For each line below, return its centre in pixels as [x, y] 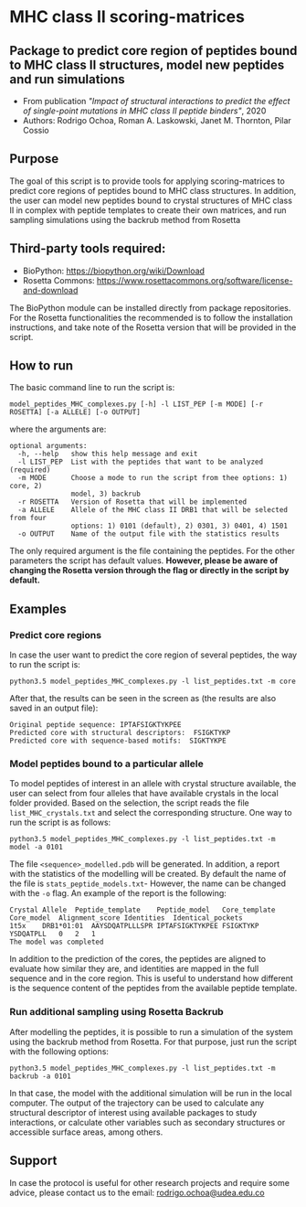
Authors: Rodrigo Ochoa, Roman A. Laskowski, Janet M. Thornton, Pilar [157, 120]
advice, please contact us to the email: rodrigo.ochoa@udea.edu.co [137, 1192]
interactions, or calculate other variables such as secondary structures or [148, 1122]
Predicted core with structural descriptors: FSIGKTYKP [120, 733]
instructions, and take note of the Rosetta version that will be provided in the [153, 327]
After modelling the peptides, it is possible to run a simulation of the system [152, 1031]
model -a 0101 [37, 848]
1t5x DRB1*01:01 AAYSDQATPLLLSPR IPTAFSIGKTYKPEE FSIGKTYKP [134, 926]
